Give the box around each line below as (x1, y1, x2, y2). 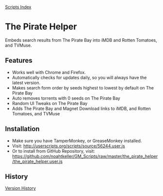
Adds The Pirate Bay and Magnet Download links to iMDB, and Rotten (12, 106, 151, 111)
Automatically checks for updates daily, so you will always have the (12, 74, 147, 80)
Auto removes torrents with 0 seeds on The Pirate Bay (12, 95, 120, 101)
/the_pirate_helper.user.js (12, 158, 63, 164)
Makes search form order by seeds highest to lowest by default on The (12, 85, 154, 90)
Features (5, 56, 33, 65)
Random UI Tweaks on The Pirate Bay (12, 100, 88, 106)
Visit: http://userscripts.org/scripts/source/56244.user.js (12, 143, 125, 149)
